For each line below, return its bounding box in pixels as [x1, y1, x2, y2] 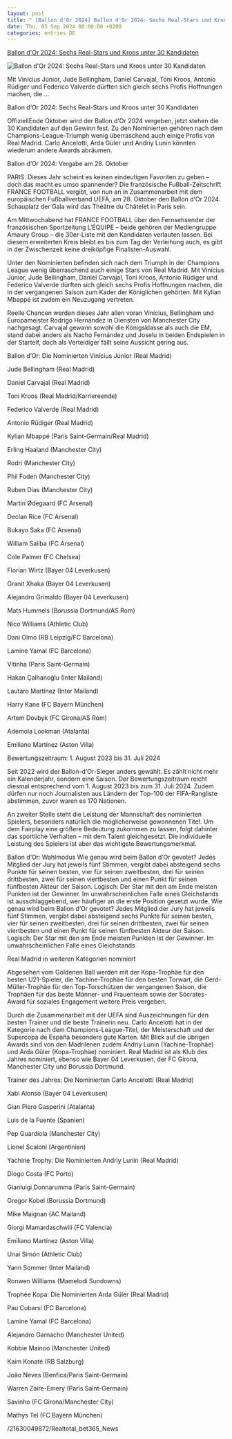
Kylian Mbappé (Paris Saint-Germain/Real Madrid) [7, 432, 150, 440]
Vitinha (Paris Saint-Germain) [7, 660, 90, 669]
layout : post [7, 10, 45, 17]
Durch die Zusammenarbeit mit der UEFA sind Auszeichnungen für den [7, 1011, 209, 1020]
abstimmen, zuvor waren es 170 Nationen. [7, 797, 126, 805]
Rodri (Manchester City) [7, 459, 76, 467]
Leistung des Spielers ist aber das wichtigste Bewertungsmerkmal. [7, 840, 197, 848]
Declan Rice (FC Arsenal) [7, 513, 79, 521]
